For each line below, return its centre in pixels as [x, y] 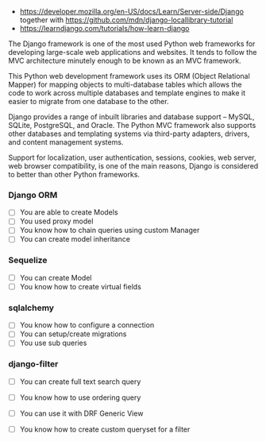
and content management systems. [66, 142]
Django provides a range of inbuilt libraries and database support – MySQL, [131, 117]
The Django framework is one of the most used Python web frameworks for [132, 44]
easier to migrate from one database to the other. [89, 101]
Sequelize [28, 260]
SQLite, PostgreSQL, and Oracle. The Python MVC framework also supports [132, 125]
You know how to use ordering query [80, 397]
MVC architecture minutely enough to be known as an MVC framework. [125, 60]
